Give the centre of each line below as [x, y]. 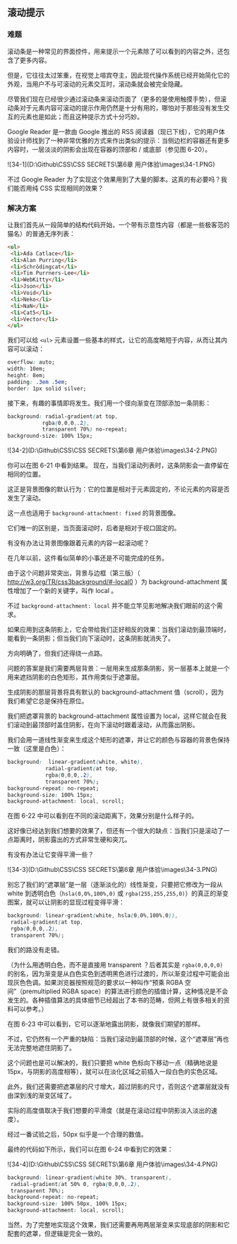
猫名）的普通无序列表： [41, 233]
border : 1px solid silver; [47, 388]
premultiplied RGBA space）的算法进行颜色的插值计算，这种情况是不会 [125, 991]
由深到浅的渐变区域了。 [41, 1095]
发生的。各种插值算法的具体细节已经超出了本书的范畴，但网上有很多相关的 [115, 1000]
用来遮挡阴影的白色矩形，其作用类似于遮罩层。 [75, 677]
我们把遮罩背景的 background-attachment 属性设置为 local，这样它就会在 [114, 716]
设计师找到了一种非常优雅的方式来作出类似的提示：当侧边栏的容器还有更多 [121, 140]
